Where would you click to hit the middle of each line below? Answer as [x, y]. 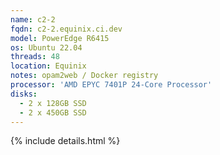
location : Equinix [48, 66]
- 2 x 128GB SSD [53, 103]
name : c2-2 [33, 19]
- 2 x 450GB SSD [53, 112]
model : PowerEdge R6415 [60, 38]
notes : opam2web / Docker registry [84, 76]
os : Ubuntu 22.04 [46, 47]
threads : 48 [35, 57]
